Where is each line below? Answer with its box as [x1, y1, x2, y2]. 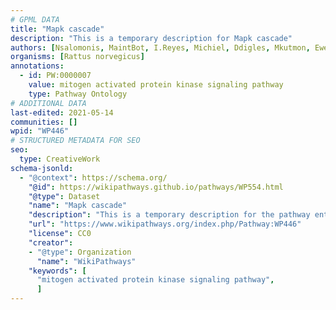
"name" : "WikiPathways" [36, 256, 137, 266]
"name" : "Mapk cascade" [28, 201, 128, 211]
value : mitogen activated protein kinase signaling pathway [28, 80, 284, 90]
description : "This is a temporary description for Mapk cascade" [10, 33, 293, 43]
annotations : [10, 61, 65, 71]
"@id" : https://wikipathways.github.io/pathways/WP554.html [28, 182, 284, 192]
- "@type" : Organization [28, 247, 132, 257]
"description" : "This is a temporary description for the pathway [28, 210, 311, 220]
